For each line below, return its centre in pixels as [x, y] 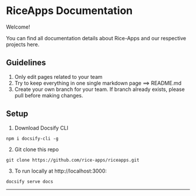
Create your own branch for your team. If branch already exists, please [99, 89]
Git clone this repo [37, 149]
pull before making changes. [49, 95]
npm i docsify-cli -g [32, 138]
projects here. [23, 44]
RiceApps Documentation [69, 11]
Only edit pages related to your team [59, 76]
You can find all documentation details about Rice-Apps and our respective [96, 38]
